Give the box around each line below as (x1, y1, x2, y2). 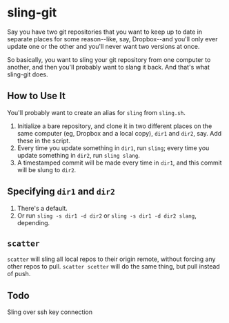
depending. (17, 218, 50, 227)
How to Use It (7, 90, 66, 102)
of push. (7, 270, 31, 278)
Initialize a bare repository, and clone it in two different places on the (17, 122, 212, 130)
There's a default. (17, 204, 68, 212)
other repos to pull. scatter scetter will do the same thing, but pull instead (7, 262, 221, 271)
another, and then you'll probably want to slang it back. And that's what (7, 63, 210, 71)
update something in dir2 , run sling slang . (17, 151, 140, 159)
